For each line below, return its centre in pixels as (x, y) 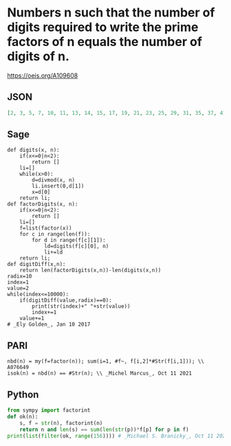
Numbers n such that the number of (111, 13)
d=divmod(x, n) (54, 180)
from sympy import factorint (49, 410)
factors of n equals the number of (105, 42)
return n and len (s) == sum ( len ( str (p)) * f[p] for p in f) (104, 430)
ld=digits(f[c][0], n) (76, 246)
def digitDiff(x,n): (37, 265)
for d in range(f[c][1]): (69, 241)
